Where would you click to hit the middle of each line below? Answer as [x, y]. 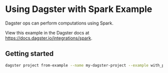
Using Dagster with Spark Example [79, 9]
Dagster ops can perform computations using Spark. [59, 23]
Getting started [29, 54]
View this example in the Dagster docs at [47, 32]
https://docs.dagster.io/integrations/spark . [49, 38]
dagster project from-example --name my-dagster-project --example [77, 65]
